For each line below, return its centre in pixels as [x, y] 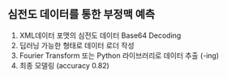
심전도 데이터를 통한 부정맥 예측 [81, 14]
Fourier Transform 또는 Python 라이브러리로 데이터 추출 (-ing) [119, 55]
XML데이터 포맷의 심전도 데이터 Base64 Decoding [100, 35]
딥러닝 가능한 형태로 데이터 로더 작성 [77, 45]
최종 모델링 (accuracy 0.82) [64, 65]
